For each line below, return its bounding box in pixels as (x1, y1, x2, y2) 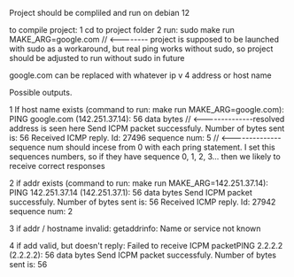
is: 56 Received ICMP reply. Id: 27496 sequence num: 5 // (9, 133, 220, 142)
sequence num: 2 (9, 206, 73, 216)
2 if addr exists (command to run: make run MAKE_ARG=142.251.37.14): (9, 178, 268, 189)
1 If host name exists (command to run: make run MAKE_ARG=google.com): (9, 104, 285, 114)
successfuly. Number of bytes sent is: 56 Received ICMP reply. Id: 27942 (9, 196, 276, 207)
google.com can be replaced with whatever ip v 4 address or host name (9, 70, 272, 81)
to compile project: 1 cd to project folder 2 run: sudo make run (9, 25, 235, 35)
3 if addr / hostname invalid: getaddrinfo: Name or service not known (9, 223, 261, 234)
